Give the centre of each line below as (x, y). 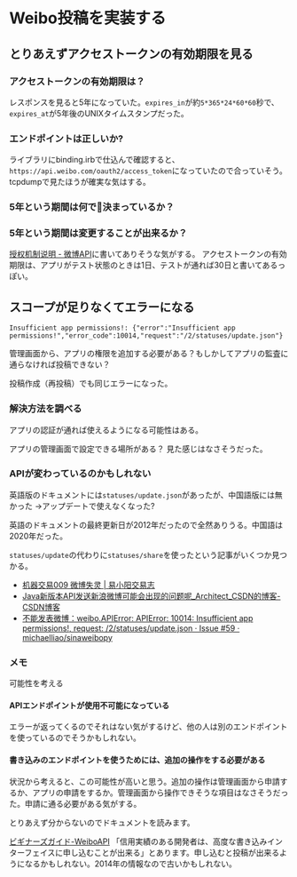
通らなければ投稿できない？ (60, 364)
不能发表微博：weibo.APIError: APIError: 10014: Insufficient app (137, 618)
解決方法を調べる (46, 409)
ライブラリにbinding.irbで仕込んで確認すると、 (94, 160)
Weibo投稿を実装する (88, 18)
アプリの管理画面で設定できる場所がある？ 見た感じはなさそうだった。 (138, 449)
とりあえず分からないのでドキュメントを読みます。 (102, 822)
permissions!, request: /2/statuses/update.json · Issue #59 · (131, 628)
